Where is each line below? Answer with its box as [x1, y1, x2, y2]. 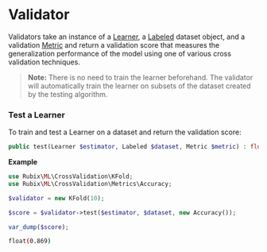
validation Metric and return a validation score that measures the [8, 40, 220, 49]
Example [8, 157, 38, 167]
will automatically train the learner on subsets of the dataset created [27, 81, 252, 91]
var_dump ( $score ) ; [8, 223, 69, 231]
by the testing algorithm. [27, 89, 108, 99]
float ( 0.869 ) [8, 237, 52, 246]
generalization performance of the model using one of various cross [8, 48, 232, 58]
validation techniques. [8, 57, 81, 67]
